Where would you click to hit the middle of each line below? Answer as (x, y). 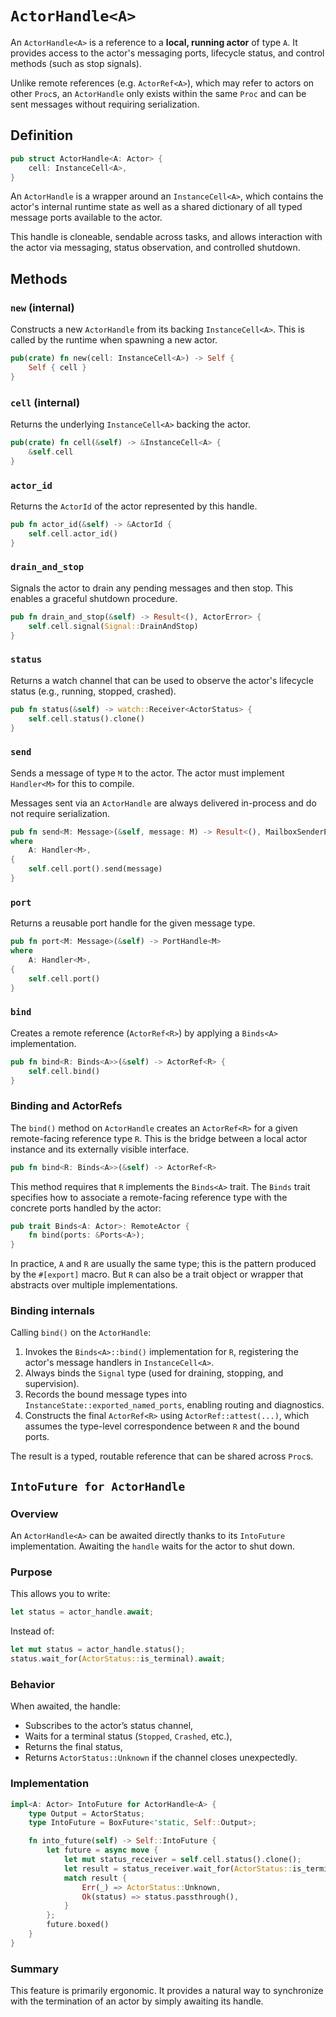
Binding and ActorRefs (66, 1106)
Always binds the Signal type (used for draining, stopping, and (154, 1373)
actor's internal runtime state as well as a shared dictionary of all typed (156, 207)
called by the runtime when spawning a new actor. (114, 340)
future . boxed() (78, 1925)
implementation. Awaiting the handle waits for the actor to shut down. (153, 1546)
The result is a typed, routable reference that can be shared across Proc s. (162, 1456)
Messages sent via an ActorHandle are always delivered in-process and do (163, 803)
